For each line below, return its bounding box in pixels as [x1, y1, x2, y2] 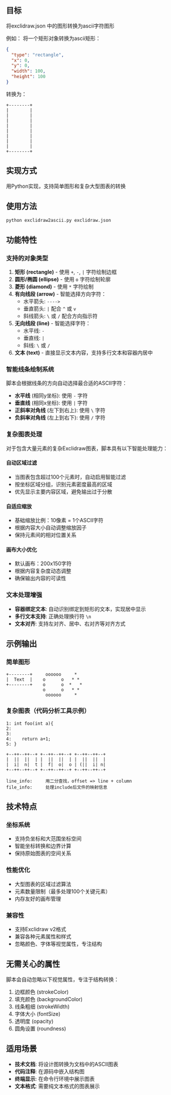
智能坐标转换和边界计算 [14, 843, 71, 850]
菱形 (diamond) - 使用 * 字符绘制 [14, 283, 94, 290]
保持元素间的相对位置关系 [14, 532, 77, 539]
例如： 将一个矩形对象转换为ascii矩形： [6, 35, 101, 42]
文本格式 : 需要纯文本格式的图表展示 [14, 1082, 100, 1090]
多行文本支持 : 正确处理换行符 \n [14, 613, 92, 620]
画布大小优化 [6, 546, 37, 553]
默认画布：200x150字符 [14, 560, 72, 567]
